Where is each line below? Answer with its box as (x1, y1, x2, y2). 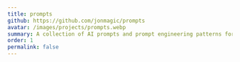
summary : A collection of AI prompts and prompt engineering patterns (7, 30, 222, 38)
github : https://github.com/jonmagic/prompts (7, 17, 145, 24)
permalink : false (7, 43, 59, 51)
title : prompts (7, 10, 53, 18)
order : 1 (7, 37, 34, 44)
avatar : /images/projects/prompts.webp (7, 24, 126, 31)
